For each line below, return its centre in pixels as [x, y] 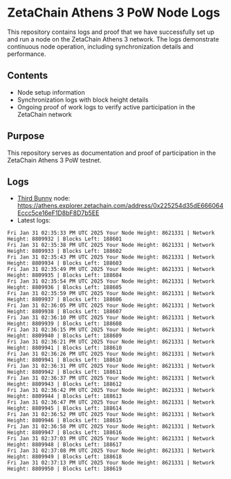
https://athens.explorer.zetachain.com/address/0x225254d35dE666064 [120, 206]
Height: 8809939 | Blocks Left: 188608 [65, 324]
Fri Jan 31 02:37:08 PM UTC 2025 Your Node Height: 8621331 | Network [111, 451]
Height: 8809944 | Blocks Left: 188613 [65, 396]
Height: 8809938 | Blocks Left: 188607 [65, 312]
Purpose [26, 136]
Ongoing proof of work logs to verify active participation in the [106, 107]
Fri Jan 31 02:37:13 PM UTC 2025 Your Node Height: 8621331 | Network [111, 463]
